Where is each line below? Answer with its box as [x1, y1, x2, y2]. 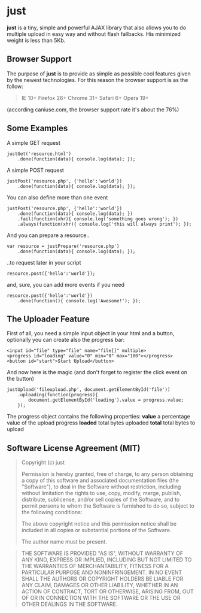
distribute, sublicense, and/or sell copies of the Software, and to [21, 496, 180, 503]
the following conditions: [21, 509, 83, 516]
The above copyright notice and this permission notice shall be [21, 520, 177, 527]
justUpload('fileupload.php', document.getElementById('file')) [7, 387, 170, 393]
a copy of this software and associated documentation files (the [21, 477, 179, 484]
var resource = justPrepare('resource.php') [7, 243, 120, 249]
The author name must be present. [21, 538, 107, 545]
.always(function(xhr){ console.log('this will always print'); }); [17, 221, 192, 227]
